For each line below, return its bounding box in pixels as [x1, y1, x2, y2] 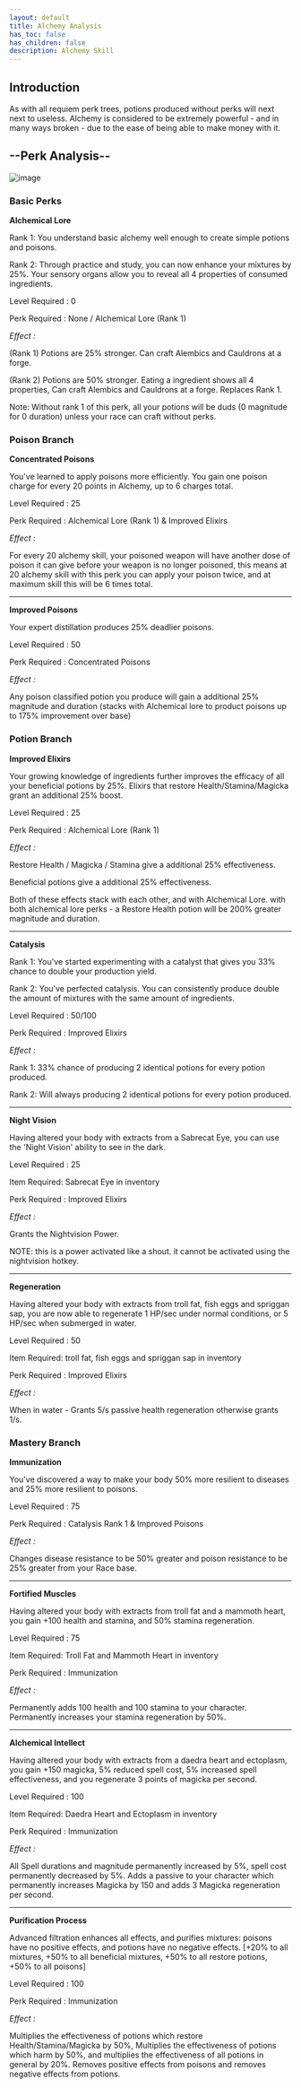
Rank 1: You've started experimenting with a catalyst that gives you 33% [9, 956, 276, 966]
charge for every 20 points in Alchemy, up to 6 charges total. [9, 481, 234, 491]
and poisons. [9, 242, 57, 253]
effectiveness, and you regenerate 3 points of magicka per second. [9, 1773, 258, 1784]
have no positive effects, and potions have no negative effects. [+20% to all [9, 1942, 288, 1953]
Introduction [9, 80, 81, 95]
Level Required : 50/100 [9, 1009, 97, 1020]
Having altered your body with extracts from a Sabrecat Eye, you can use [9, 1131, 279, 1143]
